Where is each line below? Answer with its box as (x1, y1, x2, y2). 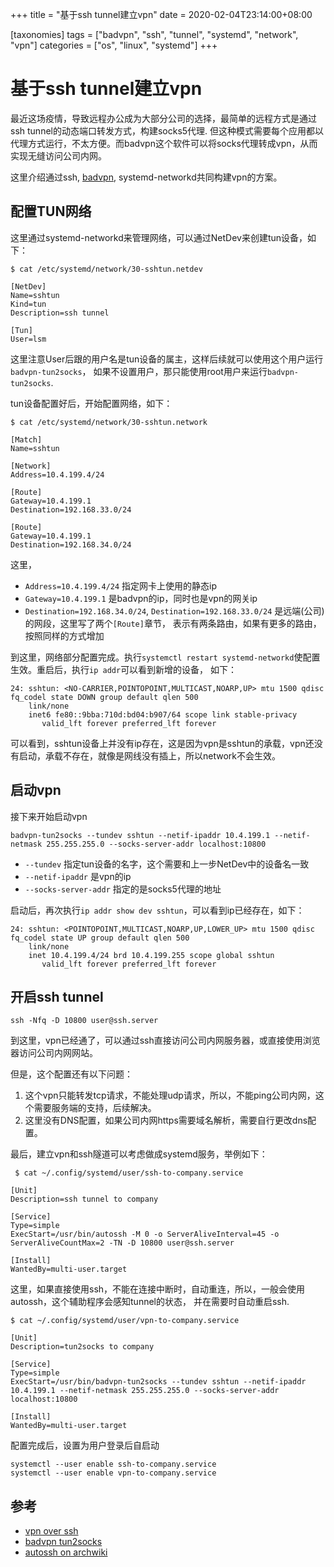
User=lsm (10, 334, 47, 344)
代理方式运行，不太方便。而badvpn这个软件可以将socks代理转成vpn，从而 (10, 137, 318, 149)
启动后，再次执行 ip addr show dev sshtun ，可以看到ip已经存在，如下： (10, 904, 305, 916)
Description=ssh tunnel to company (10, 1194, 159, 1205)
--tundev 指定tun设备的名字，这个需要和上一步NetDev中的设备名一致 (24, 858, 310, 870)
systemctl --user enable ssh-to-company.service (10, 1459, 217, 1470)
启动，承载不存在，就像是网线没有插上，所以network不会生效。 (18, 749, 281, 762)
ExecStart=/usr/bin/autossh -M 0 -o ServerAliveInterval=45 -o (10, 1229, 280, 1240)
